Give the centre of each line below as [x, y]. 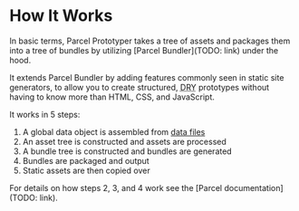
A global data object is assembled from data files [114, 131]
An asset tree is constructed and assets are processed [124, 141]
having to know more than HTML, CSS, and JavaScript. [112, 97]
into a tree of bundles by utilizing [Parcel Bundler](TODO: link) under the [144, 50]
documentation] [254, 187]
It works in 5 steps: [45, 114]
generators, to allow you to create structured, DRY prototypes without [140, 87]
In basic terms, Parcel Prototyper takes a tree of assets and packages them [150, 41]
